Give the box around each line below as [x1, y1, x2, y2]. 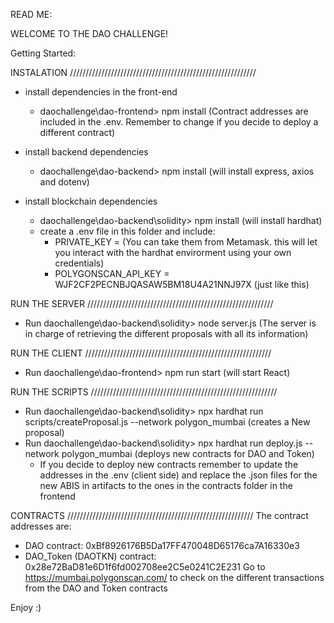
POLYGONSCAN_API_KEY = [54, 268, 170, 279]
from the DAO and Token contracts [24, 582, 168, 594]
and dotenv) [39, 176, 90, 188]
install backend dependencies [24, 146, 149, 158]
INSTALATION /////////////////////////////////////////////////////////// [10, 67, 257, 78]
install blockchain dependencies [24, 195, 158, 207]
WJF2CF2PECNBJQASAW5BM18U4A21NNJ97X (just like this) [54, 279, 310, 290]
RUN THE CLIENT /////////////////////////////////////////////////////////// [10, 347, 272, 359]
